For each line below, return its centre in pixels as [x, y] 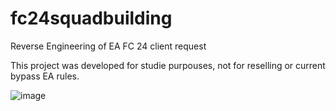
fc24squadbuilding [91, 18]
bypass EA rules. [45, 76]
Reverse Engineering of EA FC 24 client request [108, 46]
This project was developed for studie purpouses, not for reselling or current [168, 65]
